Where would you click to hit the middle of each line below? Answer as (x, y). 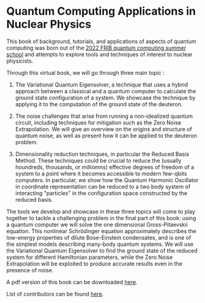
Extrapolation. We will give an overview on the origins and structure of (104, 129)
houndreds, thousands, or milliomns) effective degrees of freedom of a (105, 167)
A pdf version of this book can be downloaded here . (72, 282)
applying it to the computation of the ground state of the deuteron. (99, 104)
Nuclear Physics (49, 24)
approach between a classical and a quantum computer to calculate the (106, 91)
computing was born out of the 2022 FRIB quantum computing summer (96, 48)
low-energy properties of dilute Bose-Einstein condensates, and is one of (99, 237)
